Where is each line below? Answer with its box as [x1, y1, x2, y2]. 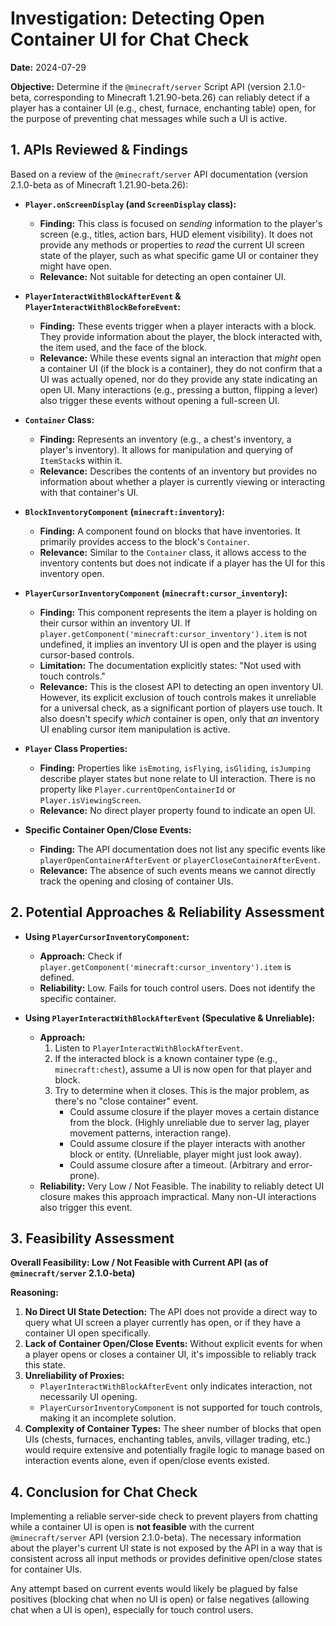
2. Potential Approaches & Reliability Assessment [10, 904, 325, 921]
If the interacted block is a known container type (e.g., [54, 1052, 278, 1064]
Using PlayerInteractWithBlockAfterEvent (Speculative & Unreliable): [24, 1012, 316, 1024]
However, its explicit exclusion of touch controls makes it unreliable [39, 691, 317, 703]
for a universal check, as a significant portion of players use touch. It [39, 702, 323, 714]
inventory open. [39, 567, 105, 579]
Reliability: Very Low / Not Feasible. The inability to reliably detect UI [39, 1180, 325, 1192]
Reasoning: [10, 1287, 59, 1299]
